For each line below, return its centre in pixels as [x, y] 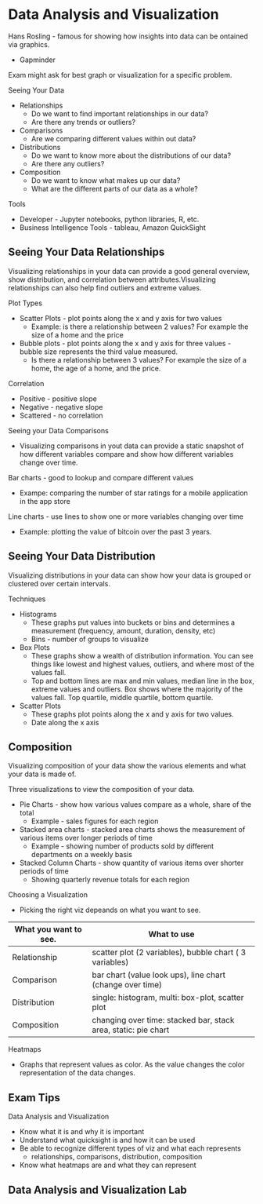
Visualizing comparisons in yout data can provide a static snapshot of [131, 446]
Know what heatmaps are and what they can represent [108, 1165]
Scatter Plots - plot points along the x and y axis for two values [121, 318]
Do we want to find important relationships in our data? [120, 113]
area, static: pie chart [131, 1030]
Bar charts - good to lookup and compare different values [101, 477]
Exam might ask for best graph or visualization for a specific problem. [120, 75]
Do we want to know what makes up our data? [106, 180]
